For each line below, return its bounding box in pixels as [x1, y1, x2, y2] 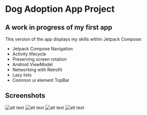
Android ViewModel [12, 62, 53, 67]
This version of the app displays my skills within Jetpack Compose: [5, 36, 143, 42]
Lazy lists [12, 72, 32, 77]
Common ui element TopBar [12, 77, 70, 83]
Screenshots [5, 91, 46, 100]
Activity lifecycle [12, 51, 46, 57]
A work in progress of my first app [5, 23, 112, 32]
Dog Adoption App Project [5, 3, 115, 15]
